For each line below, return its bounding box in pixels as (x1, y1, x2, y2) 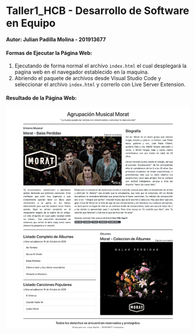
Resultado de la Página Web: (6, 94, 77, 101)
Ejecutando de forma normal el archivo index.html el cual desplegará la (14, 63, 187, 70)
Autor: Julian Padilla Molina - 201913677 (6, 36, 106, 43)
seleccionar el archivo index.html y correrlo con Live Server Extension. (14, 81, 186, 88)
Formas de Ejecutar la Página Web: (6, 49, 92, 56)
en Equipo (6, 16, 56, 30)
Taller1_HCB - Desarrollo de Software (6, 4, 190, 18)
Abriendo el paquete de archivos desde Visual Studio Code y (14, 75, 162, 82)
